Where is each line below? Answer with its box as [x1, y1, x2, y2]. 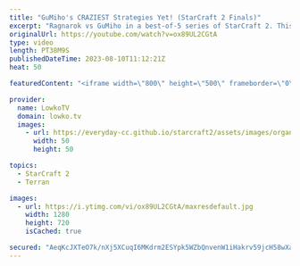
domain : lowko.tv [17, 112, 82, 121]
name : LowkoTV [17, 104, 70, 112]
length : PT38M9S [9, 46, 70, 55]
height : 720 [25, 219, 70, 228]
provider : [9, 95, 46, 104]
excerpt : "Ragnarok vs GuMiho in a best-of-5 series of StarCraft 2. [9, 21, 274, 30]
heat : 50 [9, 63, 42, 72]
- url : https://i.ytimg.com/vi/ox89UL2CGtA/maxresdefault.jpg [17, 202, 254, 211]
